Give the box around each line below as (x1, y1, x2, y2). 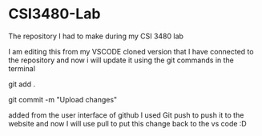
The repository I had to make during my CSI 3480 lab (8, 31, 184, 41)
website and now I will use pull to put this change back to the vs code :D (8, 118, 247, 128)
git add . (8, 79, 36, 89)
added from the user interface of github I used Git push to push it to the (8, 110, 244, 120)
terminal (8, 63, 36, 73)
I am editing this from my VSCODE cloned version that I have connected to (8, 46, 254, 56)
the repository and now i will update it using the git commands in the (8, 55, 234, 65)
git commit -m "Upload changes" (8, 94, 118, 104)
